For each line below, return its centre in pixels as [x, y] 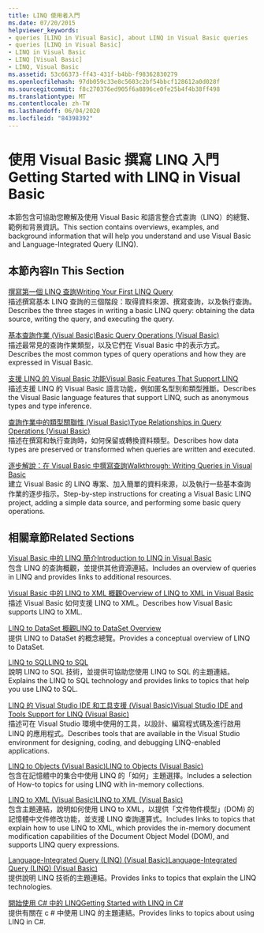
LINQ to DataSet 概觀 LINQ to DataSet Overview [85, 629]
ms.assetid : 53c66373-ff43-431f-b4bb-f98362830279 [93, 74]
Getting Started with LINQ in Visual [125, 178]
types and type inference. [50, 406]
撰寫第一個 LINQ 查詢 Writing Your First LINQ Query [91, 291]
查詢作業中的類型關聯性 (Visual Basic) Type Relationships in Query [115, 422]
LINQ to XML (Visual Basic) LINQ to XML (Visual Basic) [96, 800]
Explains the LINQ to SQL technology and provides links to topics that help [129, 681]
